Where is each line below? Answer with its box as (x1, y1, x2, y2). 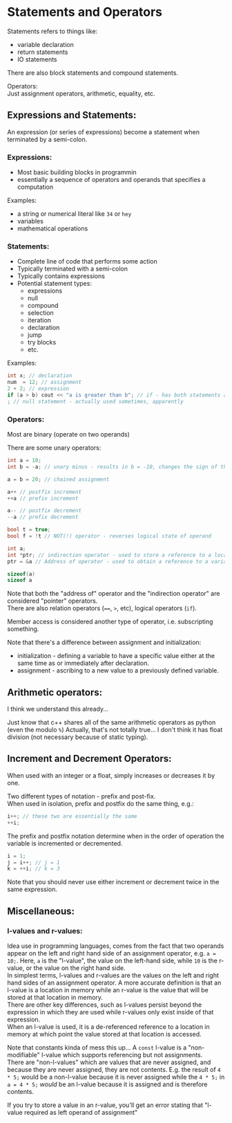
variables (17, 217, 43, 226)
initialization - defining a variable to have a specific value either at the (17, 652, 215, 660)
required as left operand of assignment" (23, 1108, 138, 1116)
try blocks (27, 338, 57, 347)
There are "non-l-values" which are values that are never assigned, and (7, 1058, 211, 1066)
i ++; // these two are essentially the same (7, 812, 137, 820)
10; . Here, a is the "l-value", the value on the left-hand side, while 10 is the (7, 956, 217, 965)
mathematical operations (17, 224, 88, 232)
